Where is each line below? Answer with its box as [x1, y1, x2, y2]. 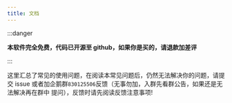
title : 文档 [7, 10, 39, 17]
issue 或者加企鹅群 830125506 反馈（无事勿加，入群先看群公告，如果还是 [14, 80, 217, 88]
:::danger [7, 29, 33, 37]
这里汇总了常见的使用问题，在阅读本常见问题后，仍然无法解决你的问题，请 [7, 71, 219, 79]
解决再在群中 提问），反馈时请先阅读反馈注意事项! [12, 88, 153, 96]
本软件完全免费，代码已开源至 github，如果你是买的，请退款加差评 [7, 43, 197, 51]
